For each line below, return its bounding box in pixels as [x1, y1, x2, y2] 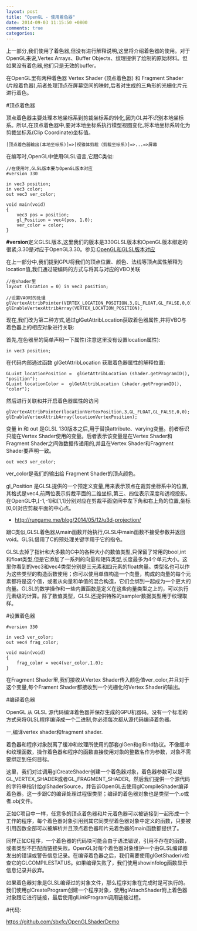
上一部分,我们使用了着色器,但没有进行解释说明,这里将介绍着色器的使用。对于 [6, 48, 191, 55]
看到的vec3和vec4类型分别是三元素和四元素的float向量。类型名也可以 [16, 563, 185, 570]
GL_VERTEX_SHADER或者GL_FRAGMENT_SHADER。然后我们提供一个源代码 [6, 776, 191, 783]
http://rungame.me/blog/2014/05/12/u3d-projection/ [14, 516, 141, 523]
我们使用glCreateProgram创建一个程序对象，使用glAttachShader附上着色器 [6, 886, 188, 894]
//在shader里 [6, 279, 36, 285]
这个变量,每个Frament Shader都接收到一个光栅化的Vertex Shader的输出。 [6, 683, 184, 691]
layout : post [6, 8, 38, 15]
